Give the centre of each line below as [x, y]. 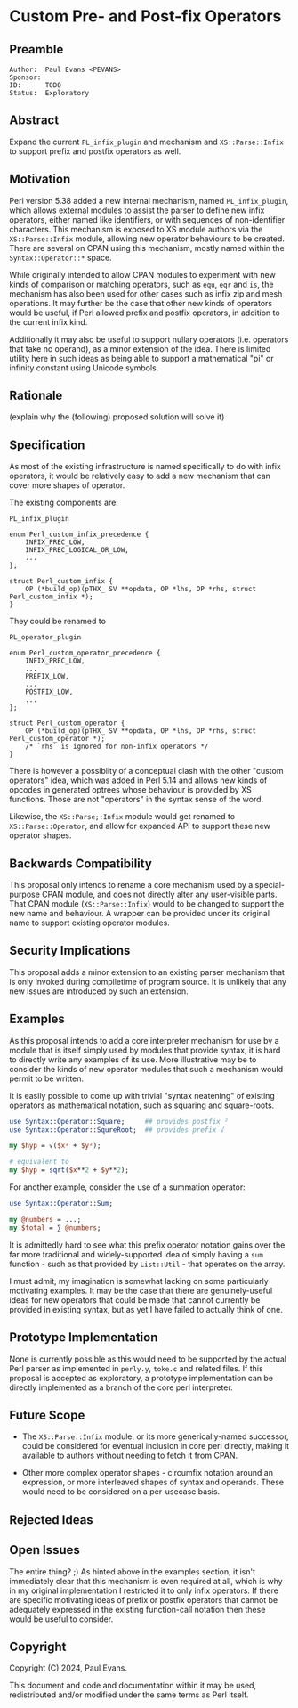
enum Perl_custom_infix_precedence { [79, 535]
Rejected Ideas [51, 1520]
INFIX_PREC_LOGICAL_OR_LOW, [77, 550]
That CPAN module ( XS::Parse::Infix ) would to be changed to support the [147, 904]
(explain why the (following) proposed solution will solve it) [117, 417]
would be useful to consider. [61, 1619]
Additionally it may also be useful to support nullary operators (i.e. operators [149, 339]
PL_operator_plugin [45, 638]
